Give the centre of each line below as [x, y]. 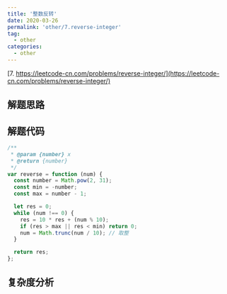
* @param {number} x [41, 154]
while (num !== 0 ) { [44, 213]
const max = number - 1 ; [50, 194]
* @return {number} [39, 161]
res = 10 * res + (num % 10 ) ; [65, 220]
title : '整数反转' [33, 14]
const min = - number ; [46, 187]
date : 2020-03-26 [33, 20]
